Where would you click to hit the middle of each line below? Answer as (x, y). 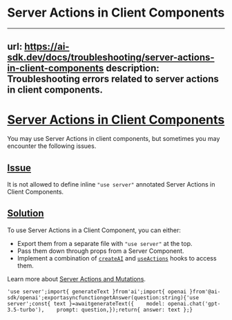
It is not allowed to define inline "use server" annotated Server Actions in (111, 185)
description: (133, 68)
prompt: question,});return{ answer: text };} (125, 310)
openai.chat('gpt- (194, 303)
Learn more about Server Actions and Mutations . (77, 279)
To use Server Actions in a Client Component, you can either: (94, 230)
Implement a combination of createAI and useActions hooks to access (117, 258)
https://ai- (47, 47)
